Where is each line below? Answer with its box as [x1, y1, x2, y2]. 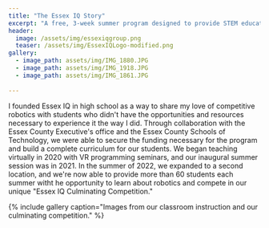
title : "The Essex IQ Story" [8, 11, 106, 20]
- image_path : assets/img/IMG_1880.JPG [15, 57, 149, 65]
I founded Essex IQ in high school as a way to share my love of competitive [8, 101, 255, 111]
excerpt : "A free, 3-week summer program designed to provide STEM [8, 19, 239, 27]
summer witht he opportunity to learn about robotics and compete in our [8, 177, 247, 187]
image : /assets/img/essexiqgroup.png [15, 34, 142, 43]
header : [8, 26, 34, 35]
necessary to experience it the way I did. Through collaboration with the [8, 118, 246, 128]
